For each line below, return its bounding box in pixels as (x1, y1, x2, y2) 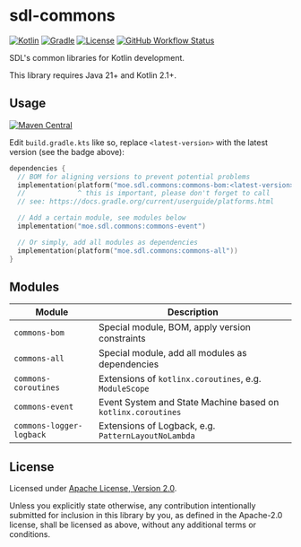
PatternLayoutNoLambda (98, 431, 195, 441)
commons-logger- (13, 421, 83, 431)
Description (167, 306, 219, 318)
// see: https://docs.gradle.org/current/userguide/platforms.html (17, 197, 275, 206)
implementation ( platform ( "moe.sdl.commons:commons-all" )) (17, 246, 239, 256)
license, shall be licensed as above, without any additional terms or (9, 519, 257, 530)
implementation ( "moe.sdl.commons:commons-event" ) (17, 221, 206, 230)
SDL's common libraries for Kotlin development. (9, 52, 185, 63)
